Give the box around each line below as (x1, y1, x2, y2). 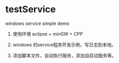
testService (5, 4, 56, 15)
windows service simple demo (5, 20, 70, 26)
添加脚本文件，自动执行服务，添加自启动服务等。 (12, 52, 116, 58)
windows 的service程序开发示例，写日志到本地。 (12, 42, 116, 48)
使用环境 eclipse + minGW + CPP (12, 30, 83, 37)
